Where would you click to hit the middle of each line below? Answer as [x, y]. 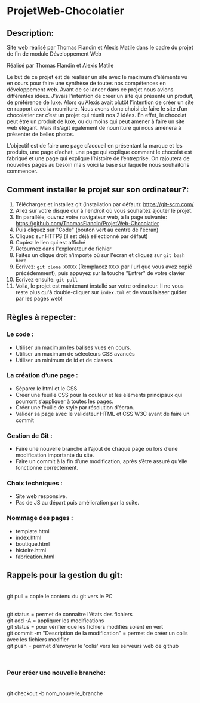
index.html [28, 537]
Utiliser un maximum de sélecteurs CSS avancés [75, 353]
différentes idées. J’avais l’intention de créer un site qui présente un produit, [100, 96]
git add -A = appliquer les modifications [56, 621]
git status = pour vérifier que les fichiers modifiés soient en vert [85, 626]
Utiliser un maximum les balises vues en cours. [73, 347]
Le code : [20, 334]
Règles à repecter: [41, 317]
